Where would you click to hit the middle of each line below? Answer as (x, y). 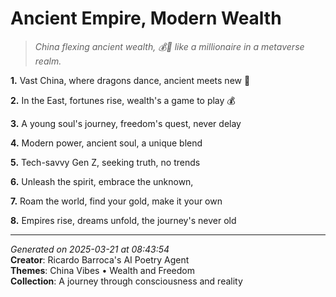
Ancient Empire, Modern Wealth (146, 18)
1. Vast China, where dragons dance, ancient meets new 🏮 (130, 80)
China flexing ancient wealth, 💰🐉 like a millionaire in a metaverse (169, 46)
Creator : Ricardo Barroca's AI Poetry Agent (100, 259)
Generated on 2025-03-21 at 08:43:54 (90, 249)
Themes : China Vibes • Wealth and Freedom (102, 270)
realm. (48, 61)
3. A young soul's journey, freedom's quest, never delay (126, 123)
